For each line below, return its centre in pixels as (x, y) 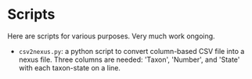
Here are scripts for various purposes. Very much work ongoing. (112, 36)
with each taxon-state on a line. (69, 67)
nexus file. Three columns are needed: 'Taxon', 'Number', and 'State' (129, 59)
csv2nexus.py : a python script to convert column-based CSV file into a (131, 51)
